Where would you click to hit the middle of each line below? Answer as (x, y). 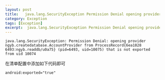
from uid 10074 (21, 54)
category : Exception (26, 19)
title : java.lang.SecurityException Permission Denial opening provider (83, 14)
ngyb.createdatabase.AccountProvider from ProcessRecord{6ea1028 (73, 45)
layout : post (18, 10)
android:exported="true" (30, 73)
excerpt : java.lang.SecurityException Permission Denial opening (74, 28)
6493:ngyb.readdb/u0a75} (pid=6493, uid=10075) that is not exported (78, 50)
